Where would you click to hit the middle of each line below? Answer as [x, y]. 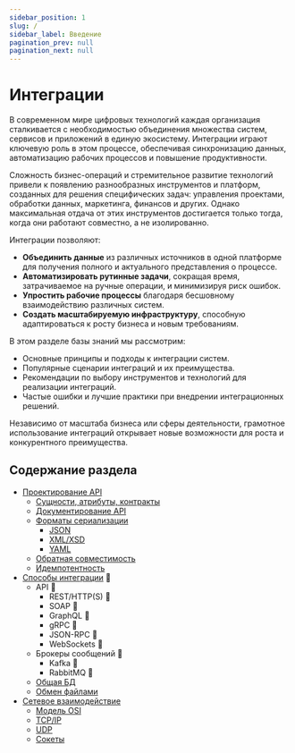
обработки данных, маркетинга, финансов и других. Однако [124, 204]
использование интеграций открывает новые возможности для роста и [147, 433]
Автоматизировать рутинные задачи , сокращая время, [131, 276]
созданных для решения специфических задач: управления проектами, [147, 194]
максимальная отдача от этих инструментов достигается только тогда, [146, 213]
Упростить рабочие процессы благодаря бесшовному [128, 295]
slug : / [24, 26]
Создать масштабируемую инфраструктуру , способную [134, 315]
